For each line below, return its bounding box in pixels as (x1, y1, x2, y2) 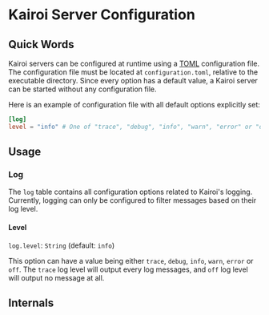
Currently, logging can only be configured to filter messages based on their (8, 196, 257, 205)
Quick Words (8, 38, 74, 51)
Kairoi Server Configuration (8, 6, 196, 24)
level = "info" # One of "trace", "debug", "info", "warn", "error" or (8, 123, 252, 131)
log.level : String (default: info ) (8, 240, 114, 250)
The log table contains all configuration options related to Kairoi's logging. (8, 187, 253, 197)
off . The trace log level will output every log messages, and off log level (8, 265, 248, 274)
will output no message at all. (8, 273, 105, 282)
